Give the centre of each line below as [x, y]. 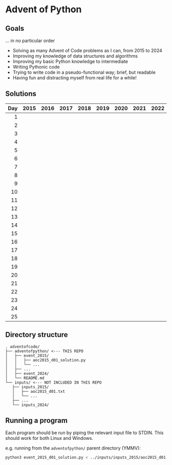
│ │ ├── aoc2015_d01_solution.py [46, 360]
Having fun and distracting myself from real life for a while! [74, 78]
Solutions [21, 94]
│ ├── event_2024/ [27, 373]
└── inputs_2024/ [31, 405]
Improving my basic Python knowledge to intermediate [70, 61]
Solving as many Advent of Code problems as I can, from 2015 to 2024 [88, 50]
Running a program [37, 421]
